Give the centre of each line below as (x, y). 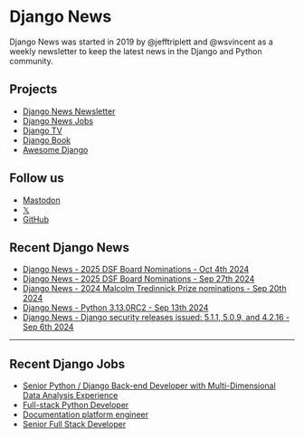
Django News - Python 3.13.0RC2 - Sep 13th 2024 (115, 308)
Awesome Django (55, 149)
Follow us (37, 178)
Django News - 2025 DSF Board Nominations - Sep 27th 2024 (138, 279)
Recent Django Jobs (67, 364)
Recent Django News (69, 248)
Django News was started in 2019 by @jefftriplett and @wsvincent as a (141, 42)
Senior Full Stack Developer (74, 424)
